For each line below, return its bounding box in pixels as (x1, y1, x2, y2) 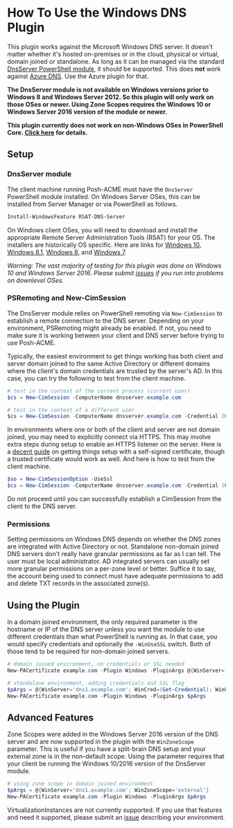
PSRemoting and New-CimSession (7, 293, 126, 303)
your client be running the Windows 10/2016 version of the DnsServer (7, 759, 206, 768)
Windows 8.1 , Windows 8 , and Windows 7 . (7, 248, 127, 256)
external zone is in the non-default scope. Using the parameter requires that (7, 752, 225, 761)
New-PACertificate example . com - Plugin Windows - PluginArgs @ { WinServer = (7, 667, 225, 674)
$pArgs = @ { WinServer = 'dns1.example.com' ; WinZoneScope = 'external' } (7, 787, 209, 794)
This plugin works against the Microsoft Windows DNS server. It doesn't (7, 42, 213, 51)
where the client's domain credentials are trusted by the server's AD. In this (7, 366, 223, 375)
